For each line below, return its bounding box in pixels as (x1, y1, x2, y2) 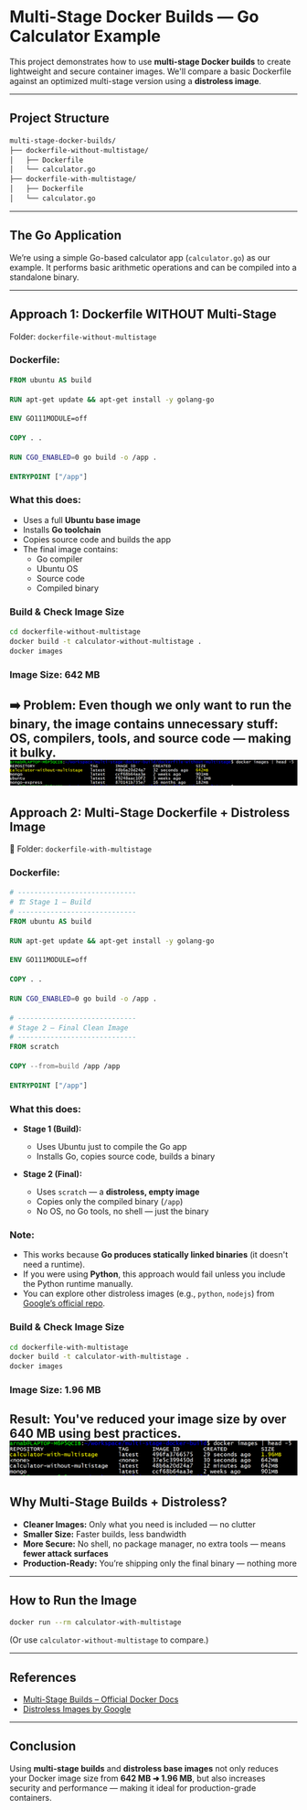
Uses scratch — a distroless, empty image (36, 1186, 200, 1197)
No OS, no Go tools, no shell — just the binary (36, 1205, 209, 1216)
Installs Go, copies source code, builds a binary (36, 1151, 216, 1162)
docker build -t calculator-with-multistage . (9, 1352, 190, 1362)
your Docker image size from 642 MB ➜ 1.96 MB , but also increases (9, 1773, 266, 1783)
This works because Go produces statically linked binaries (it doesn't (22, 1249, 289, 1260)
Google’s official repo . (22, 1298, 106, 1309)
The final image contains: (22, 543, 119, 554)
